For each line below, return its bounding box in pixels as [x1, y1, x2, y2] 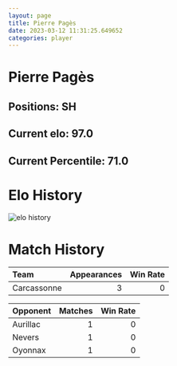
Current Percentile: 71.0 [8, 154, 129, 167]
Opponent [12, 305, 52, 317]
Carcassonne [12, 282, 62, 293]
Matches [58, 305, 93, 317]
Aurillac [12, 319, 41, 330]
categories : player [8, 33, 73, 42]
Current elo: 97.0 [8, 127, 94, 140]
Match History [8, 240, 105, 258]
